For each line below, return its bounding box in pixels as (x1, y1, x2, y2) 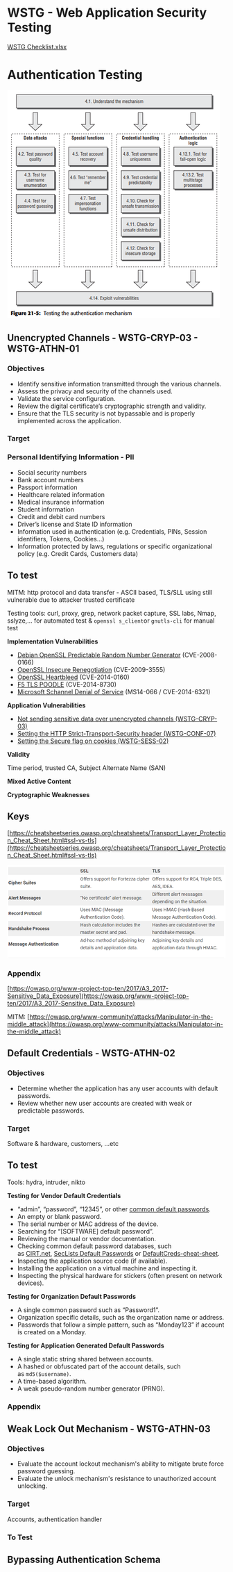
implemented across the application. (17, 416, 121, 425)
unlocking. (17, 1482, 48, 1490)
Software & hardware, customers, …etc (7, 1140, 119, 1148)
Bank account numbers (17, 475, 85, 484)
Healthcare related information (17, 490, 105, 498)
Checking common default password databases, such (17, 1242, 172, 1250)
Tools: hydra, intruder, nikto (7, 1178, 85, 1186)
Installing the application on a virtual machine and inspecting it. (17, 1263, 198, 1272)
